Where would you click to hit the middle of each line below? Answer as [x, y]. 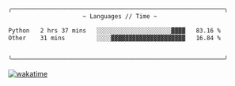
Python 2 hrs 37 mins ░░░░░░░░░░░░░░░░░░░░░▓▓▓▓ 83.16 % [115, 30]
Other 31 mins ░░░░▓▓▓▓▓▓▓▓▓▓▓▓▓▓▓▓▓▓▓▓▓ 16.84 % [115, 38]
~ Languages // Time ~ [120, 16]
